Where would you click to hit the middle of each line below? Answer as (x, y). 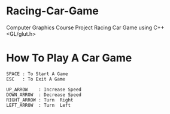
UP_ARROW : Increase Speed (44, 90)
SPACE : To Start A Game (37, 74)
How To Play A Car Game (69, 58)
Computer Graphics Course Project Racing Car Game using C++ (85, 27)
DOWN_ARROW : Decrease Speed (44, 95)
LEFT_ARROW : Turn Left (38, 105)
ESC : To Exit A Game (36, 79)
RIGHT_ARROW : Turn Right (40, 100)
